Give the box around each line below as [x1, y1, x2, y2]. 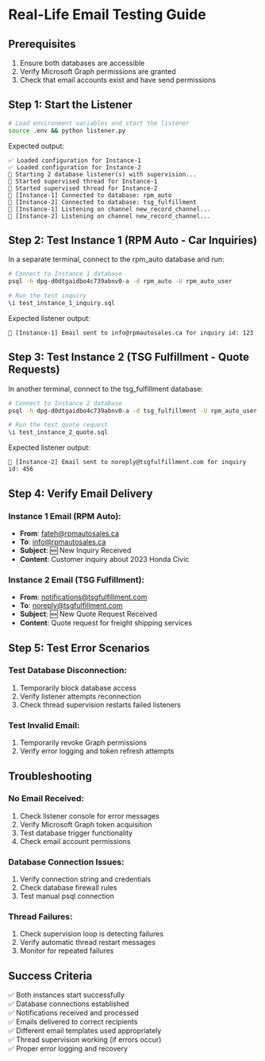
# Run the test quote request [8, 421, 109, 429]
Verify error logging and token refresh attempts [19, 746, 175, 756]
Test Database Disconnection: [8, 665, 127, 676]
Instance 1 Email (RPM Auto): [8, 510, 121, 521]
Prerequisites [8, 37, 76, 51]
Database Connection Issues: [8, 856, 125, 867]
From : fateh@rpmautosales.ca [19, 529, 120, 538]
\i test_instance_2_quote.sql [8, 428, 109, 436]
